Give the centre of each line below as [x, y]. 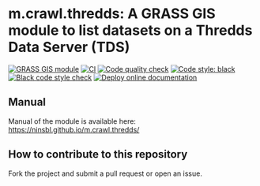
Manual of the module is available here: [72, 121]
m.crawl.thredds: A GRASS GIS [112, 14]
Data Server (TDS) [69, 47]
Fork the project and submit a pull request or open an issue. [106, 173]
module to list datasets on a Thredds [130, 30]
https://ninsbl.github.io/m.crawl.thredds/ [74, 129]
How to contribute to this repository [98, 154]
